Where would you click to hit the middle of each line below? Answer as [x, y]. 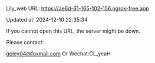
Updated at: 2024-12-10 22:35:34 [47, 20]
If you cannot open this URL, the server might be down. [73, 31]
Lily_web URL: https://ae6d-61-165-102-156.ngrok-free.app [77, 8]
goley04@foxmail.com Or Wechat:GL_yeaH [58, 54]
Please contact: [25, 42]
